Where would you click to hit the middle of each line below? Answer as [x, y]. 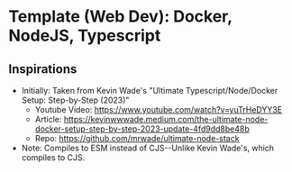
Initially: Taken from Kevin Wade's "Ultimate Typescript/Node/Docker [150, 91]
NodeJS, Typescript [85, 36]
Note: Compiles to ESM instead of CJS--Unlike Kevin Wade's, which [148, 148]
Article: [48, 119]
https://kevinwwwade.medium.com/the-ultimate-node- [166, 119]
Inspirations [43, 69]
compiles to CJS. [53, 158]
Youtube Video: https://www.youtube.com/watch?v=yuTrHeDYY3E [159, 109]
